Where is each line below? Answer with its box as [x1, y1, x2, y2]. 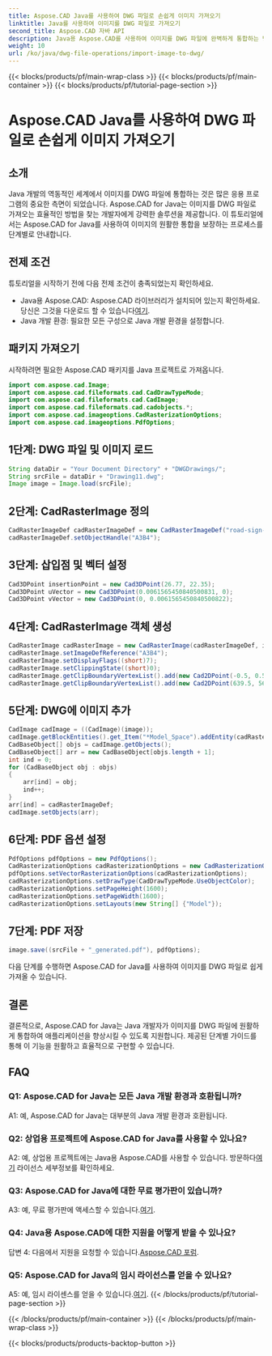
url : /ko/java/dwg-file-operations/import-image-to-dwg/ [8, 49, 205, 57]
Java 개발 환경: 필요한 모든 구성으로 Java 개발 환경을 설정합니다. [19, 316, 225, 325]
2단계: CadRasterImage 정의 [8, 504, 150, 518]
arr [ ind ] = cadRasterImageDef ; [8, 800, 114, 809]
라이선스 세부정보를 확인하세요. [16, 1163, 115, 1173]
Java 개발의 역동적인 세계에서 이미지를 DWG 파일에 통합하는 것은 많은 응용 [8, 189, 244, 198]
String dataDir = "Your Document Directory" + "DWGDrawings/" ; [8, 464, 227, 473]
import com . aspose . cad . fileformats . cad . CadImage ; [8, 396, 180, 405]
